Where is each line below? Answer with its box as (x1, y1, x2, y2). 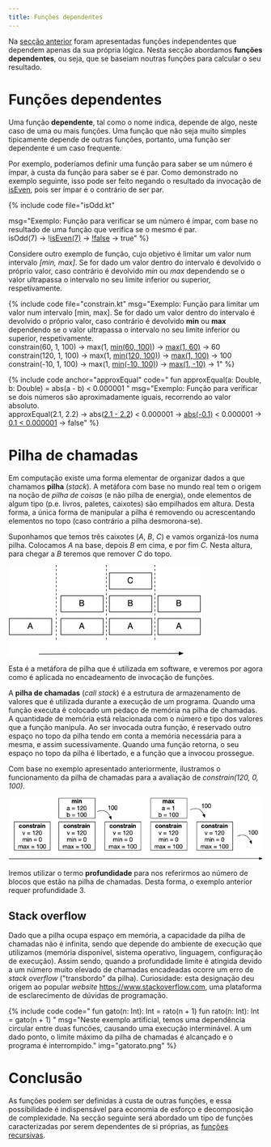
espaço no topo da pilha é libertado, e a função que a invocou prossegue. (8, 748, 255, 758)
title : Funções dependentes (8, 13, 104, 21)
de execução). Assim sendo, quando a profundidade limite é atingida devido (8, 956, 263, 966)
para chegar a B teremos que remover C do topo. (8, 549, 172, 559)
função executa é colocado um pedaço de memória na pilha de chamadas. (8, 705, 257, 715)
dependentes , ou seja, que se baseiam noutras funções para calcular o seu (8, 53, 261, 63)
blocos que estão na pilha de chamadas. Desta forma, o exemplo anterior (8, 877, 252, 886)
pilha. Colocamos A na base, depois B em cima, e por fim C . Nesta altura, (8, 540, 253, 550)
